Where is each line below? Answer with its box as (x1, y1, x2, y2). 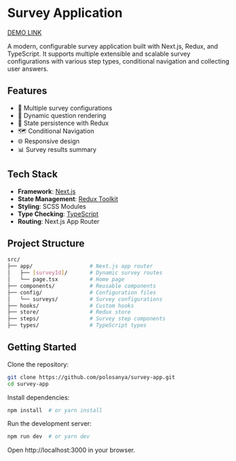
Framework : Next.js (17, 187, 76, 196)
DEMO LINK (7, 28, 42, 37)
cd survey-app (7, 380, 49, 388)
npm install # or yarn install (7, 407, 102, 414)
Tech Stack (7, 168, 58, 181)
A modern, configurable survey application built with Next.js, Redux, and (7, 42, 218, 50)
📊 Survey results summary (17, 145, 97, 153)
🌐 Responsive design (17, 136, 80, 145)
